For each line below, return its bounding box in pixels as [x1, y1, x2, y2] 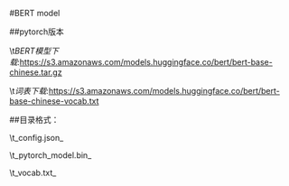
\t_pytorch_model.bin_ [9, 150, 92, 161]
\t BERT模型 [9, 45, 51, 56]
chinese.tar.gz [9, 67, 62, 78]
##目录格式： [9, 115, 60, 125]
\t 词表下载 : [9, 86, 50, 96]
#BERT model [9, 8, 61, 18]
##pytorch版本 [9, 26, 65, 37]
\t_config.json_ [9, 133, 64, 143]
